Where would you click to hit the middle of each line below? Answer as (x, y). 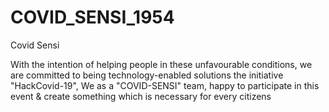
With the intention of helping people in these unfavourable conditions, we (161, 64)
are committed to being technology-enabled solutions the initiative (147, 75)
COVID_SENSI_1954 (92, 17)
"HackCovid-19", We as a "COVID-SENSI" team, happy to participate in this (165, 85)
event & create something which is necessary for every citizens (141, 96)
